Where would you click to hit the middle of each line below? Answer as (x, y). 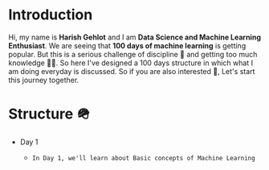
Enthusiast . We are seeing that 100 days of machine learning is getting (127, 45)
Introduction (51, 15)
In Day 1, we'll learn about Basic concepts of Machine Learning (143, 158)
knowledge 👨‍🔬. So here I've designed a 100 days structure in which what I (131, 63)
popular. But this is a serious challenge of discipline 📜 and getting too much (133, 54)
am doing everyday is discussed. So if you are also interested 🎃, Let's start (132, 71)
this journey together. (44, 80)
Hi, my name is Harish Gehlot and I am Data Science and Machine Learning (134, 37)
